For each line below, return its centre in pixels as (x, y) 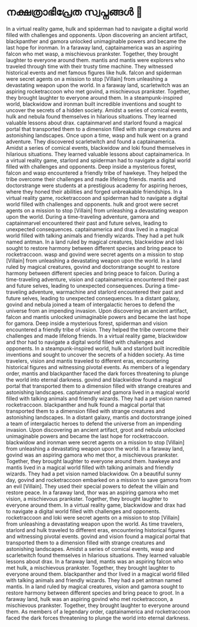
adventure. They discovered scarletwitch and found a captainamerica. (91, 142)
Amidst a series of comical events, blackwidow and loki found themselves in (98, 147)
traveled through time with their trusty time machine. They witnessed (90, 66)
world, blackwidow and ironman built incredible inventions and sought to (94, 104)
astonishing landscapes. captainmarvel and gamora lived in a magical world (98, 392)
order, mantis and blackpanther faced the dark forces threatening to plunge (98, 373)
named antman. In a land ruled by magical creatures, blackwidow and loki (95, 242)
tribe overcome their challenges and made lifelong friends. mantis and (91, 179)
